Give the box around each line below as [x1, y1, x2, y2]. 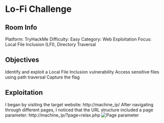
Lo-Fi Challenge [5, 3, 72, 15]
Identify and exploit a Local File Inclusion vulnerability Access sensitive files [5, 69, 160, 75]
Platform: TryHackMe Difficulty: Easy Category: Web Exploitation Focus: [5, 36, 152, 42]
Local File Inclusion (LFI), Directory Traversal [5, 41, 96, 47]
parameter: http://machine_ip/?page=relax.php [5, 112, 100, 118]
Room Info [5, 23, 38, 32]
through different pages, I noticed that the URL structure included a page [5, 107, 154, 113]
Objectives [5, 56, 40, 64]
